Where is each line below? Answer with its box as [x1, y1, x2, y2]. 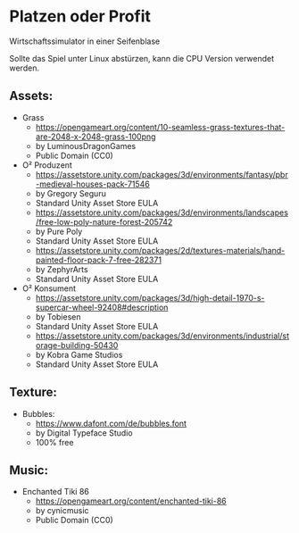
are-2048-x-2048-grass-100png [35, 131, 156, 142]
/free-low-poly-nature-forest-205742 [35, 216, 173, 227]
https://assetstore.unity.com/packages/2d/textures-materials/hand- [35, 245, 286, 255]
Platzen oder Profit [9, 6, 152, 27]
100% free [35, 437, 74, 447]
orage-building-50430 [35, 339, 119, 350]
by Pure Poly [35, 226, 83, 237]
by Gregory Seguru [35, 187, 107, 198]
